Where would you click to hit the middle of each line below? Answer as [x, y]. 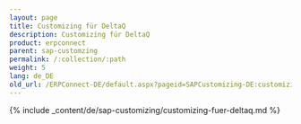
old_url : [26, 84]
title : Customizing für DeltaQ [68, 26]
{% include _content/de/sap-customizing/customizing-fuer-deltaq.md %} [145, 110]
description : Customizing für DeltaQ [80, 34]
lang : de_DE [31, 76]
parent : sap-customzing [54, 51]
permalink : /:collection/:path [68, 59]
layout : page [34, 18]
